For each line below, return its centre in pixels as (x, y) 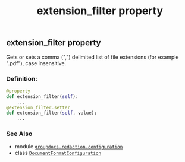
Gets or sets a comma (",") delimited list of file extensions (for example (93, 57)
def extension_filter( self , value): (51, 113)
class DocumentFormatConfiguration (58, 153)
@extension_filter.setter (38, 107)
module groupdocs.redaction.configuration (69, 147)
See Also (19, 134)
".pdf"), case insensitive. (36, 63)
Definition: (22, 78)
